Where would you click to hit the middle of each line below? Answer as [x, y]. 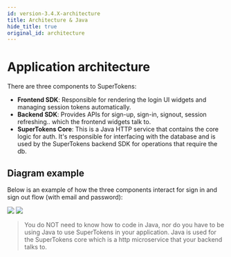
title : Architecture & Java [48, 20]
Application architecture [79, 67]
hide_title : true [32, 26]
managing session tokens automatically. [74, 107]
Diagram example [46, 173]
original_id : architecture [46, 33]
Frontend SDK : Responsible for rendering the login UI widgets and [112, 100]
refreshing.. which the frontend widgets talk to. [84, 122]
